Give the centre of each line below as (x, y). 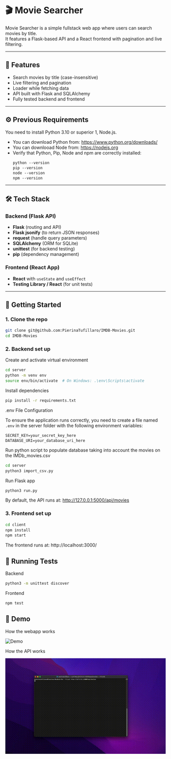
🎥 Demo (18, 619)
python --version (31, 163)
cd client (16, 525)
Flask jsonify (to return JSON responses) (56, 232)
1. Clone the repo (26, 319)
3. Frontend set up (28, 513)
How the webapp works (30, 631)
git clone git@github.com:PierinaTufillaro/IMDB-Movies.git (70, 331)
